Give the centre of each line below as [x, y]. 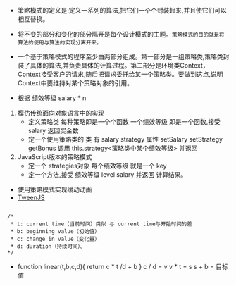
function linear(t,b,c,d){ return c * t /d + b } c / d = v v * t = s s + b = [116, 267]
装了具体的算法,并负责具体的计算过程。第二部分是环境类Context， [113, 65]
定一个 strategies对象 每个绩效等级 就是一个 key [97, 166]
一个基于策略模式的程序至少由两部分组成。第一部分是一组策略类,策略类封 [123, 56]
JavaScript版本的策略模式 [55, 157]
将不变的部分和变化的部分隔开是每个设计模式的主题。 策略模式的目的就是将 [121, 34]
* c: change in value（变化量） [55, 239]
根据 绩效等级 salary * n [52, 98]
